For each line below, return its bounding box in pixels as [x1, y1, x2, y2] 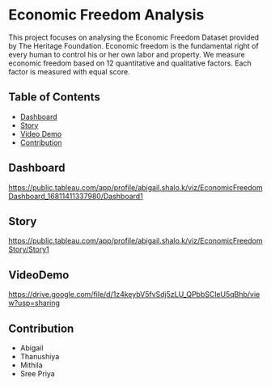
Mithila [19, 360, 43, 370]
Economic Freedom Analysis [8, 6, 205, 24]
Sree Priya [19, 369, 55, 378]
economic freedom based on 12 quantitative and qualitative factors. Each [8, 58, 252, 68]
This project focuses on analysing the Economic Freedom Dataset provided [8, 32, 260, 42]
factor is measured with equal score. [8, 66, 131, 76]
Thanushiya [19, 352, 60, 361]
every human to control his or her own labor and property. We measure [8, 49, 245, 59]
